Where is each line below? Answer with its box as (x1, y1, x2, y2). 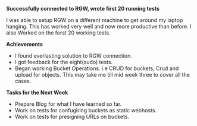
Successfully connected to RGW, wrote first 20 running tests (6, 5, 160, 12)
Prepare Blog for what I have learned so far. (14, 100, 122, 108)
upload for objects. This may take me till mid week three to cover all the (14, 71, 190, 78)
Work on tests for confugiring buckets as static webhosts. (14, 107, 157, 114)
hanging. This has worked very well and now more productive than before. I (6, 23, 192, 30)
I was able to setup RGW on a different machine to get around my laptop (6, 17, 183, 23)
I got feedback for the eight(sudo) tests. (14, 59, 113, 65)
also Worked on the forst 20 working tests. (6, 29, 111, 36)
